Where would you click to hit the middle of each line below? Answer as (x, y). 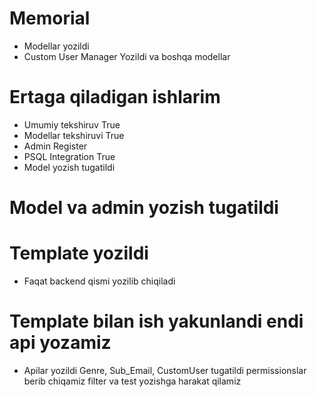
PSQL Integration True (69, 156)
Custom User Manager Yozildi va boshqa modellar (127, 56)
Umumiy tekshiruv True (72, 124)
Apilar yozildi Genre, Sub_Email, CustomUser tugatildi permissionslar (165, 370)
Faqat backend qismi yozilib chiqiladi (99, 281)
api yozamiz (60, 343)
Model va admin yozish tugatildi (144, 208)
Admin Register (55, 146)
